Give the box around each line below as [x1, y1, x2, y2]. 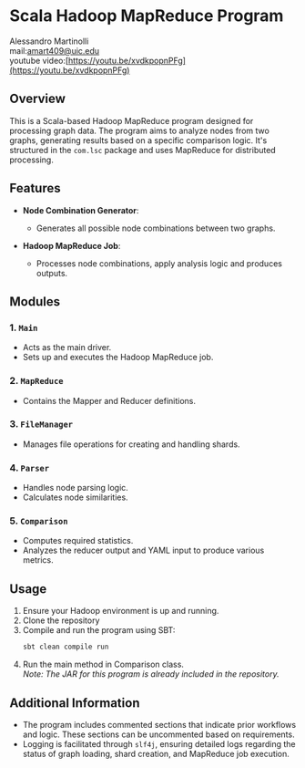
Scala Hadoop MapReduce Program [9, 5, 284, 26]
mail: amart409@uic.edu [9, 45, 100, 56]
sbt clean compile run [22, 642, 109, 652]
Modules [9, 294, 61, 309]
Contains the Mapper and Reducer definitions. [22, 395, 197, 406]
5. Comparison [9, 514, 68, 527]
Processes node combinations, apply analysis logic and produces [36, 257, 282, 269]
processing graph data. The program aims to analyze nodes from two [9, 125, 270, 136]
